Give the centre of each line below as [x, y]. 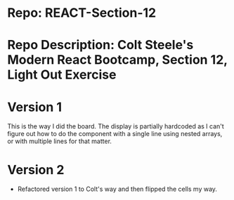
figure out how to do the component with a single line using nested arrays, [115, 134]
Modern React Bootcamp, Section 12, [117, 60]
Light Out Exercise [62, 75]
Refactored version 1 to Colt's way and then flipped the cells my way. [117, 189]
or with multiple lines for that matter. [60, 141]
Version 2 [36, 169]
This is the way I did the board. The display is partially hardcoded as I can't [116, 126]
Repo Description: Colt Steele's [100, 45]
